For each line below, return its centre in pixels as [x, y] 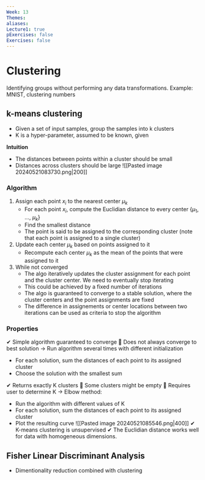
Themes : [16, 18]
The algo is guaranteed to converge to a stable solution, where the [108, 293]
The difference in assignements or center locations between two [106, 306]
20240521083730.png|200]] [51, 172]
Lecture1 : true [26, 29]
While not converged [42, 267]
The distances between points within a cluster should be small [94, 159]
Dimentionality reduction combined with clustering [79, 471]
